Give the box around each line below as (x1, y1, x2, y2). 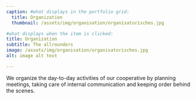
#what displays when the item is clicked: (6, 30, 114, 36)
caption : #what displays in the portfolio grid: (6, 8, 130, 15)
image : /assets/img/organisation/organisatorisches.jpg (6, 47, 148, 54)
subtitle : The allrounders (6, 42, 73, 48)
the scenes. (6, 87, 35, 94)
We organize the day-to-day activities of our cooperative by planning (6, 74, 176, 81)
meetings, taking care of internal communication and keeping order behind (6, 81, 191, 88)
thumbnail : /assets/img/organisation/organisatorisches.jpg (11, 20, 164, 26)
